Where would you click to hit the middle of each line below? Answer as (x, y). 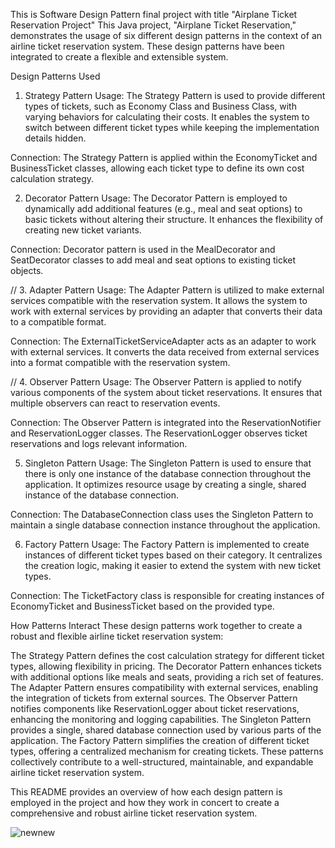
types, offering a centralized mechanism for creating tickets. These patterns (167, 751)
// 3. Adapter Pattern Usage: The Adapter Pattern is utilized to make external (167, 290)
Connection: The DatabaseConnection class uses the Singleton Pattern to (162, 514)
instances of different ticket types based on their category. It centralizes (173, 555)
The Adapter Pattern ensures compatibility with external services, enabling (164, 687)
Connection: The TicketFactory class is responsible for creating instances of (167, 595)
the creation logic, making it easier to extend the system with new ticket (173, 565)
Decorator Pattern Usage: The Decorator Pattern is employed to (156, 198)
